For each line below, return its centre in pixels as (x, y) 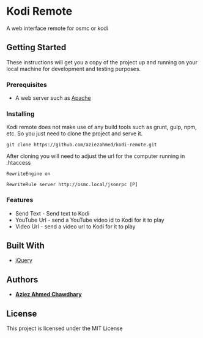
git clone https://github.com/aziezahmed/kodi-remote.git (82, 145)
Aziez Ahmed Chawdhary (48, 295)
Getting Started (36, 47)
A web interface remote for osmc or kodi (57, 28)
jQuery (24, 260)
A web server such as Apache (53, 98)
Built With (25, 246)
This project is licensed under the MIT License (65, 328)
